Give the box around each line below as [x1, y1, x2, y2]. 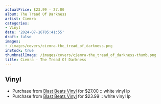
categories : [5, 21, 29, 26]
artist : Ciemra [5, 16, 36, 21]
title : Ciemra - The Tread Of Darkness [5, 57, 87, 62]
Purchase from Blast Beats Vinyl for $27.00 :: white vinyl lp [12, 88, 130, 94]
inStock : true [5, 48, 34, 53]
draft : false [5, 35, 32, 40]
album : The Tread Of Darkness [5, 12, 67, 17]
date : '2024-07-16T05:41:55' [5, 30, 65, 35]
